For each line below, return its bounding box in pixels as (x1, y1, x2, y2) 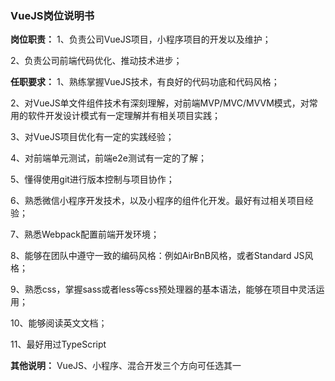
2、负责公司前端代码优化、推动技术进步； (10, 55, 183, 67)
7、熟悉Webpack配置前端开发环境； (10, 228, 160, 241)
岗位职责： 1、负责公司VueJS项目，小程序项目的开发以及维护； (10, 33, 272, 46)
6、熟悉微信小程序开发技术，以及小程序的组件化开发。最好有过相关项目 (10, 195, 305, 207)
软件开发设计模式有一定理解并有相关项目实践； (27, 110, 221, 122)
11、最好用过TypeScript (10, 338, 107, 351)
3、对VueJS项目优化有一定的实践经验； (10, 131, 175, 143)
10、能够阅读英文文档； (10, 317, 108, 329)
